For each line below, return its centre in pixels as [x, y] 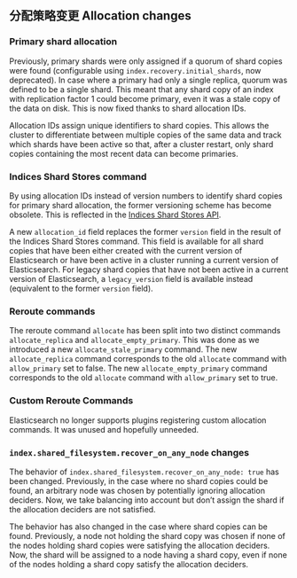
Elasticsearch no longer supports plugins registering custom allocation [138, 420]
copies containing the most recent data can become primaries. [124, 153]
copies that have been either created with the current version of [126, 250]
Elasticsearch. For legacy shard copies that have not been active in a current [149, 269]
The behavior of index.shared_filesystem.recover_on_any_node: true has [144, 472]
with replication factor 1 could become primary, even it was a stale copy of [145, 98]
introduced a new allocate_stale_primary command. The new [123, 349]
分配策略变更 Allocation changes [101, 16]
